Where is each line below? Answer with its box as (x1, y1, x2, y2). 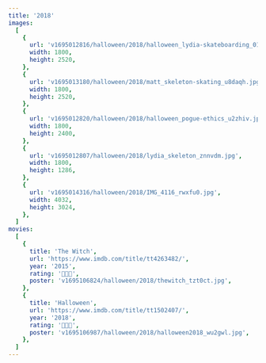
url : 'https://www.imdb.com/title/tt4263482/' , (28, 254, 190, 262)
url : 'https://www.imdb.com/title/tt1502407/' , (28, 306, 190, 314)
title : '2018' (8, 11, 55, 20)
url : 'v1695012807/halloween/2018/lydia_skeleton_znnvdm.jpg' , (28, 151, 243, 159)
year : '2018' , (28, 314, 77, 322)
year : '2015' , (28, 262, 77, 270)
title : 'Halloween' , (28, 299, 97, 307)
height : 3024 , (28, 203, 77, 211)
